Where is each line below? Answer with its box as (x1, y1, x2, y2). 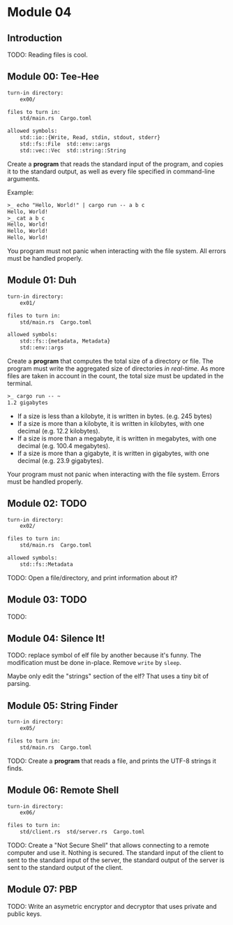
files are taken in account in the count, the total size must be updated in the (7, 372, 224, 380)
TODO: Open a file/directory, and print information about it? (7, 573, 178, 582)
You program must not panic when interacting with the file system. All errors (7, 247, 227, 255)
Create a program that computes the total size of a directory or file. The (7, 357, 214, 365)
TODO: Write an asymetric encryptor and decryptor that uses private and (7, 902, 218, 910)
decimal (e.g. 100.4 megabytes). (17, 441, 110, 450)
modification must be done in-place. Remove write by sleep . (7, 659, 182, 667)
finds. (7, 763, 24, 773)
